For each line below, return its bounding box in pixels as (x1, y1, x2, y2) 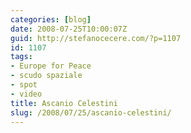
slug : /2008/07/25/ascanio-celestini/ (10, 107, 172, 118)
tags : (10, 52, 33, 62)
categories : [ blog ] (10, 14, 92, 25)
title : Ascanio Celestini (10, 98, 118, 108)
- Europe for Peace (10, 61, 92, 71)
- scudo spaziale (10, 71, 83, 81)
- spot (10, 80, 38, 90)
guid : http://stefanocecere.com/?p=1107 (10, 33, 182, 43)
